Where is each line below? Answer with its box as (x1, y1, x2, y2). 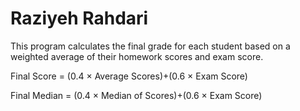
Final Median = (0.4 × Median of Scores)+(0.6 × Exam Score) (10, 89, 263, 101)
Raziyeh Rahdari (10, 7, 149, 30)
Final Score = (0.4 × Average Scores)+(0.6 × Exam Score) (10, 70, 248, 82)
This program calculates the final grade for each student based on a (10, 40, 291, 52)
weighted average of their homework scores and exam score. (10, 50, 264, 62)
